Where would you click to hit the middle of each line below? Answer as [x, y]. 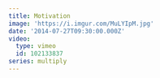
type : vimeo [36, 46]
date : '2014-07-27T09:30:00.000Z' [67, 31]
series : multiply [38, 62]
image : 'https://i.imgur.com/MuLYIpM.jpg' [81, 24]
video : [19, 39]
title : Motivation [39, 16]
